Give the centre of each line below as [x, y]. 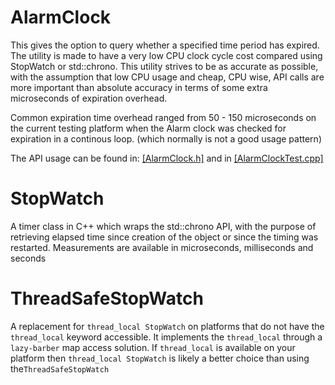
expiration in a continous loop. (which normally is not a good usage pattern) [166, 138]
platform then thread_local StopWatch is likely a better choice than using [160, 358]
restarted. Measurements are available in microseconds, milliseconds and [162, 247]
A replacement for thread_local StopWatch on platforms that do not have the [167, 326]
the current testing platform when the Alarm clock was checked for [148, 128]
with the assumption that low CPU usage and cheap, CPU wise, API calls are [167, 77]
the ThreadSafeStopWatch [60, 368]
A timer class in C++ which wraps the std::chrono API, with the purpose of [163, 226]
